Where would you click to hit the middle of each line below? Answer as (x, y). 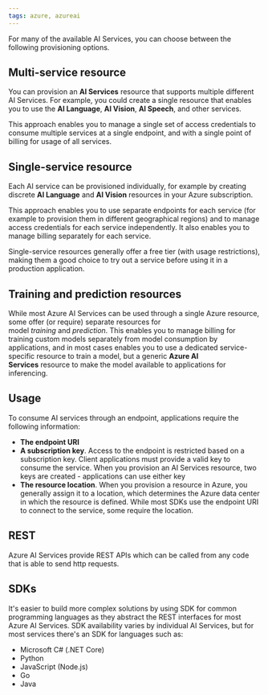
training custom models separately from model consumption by (113, 339)
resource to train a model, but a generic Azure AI (118, 356)
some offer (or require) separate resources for (85, 322)
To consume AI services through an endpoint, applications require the (124, 417)
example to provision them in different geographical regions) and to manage (134, 219)
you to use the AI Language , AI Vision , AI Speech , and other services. (125, 109)
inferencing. (28, 373)
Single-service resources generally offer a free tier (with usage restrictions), (134, 252)
